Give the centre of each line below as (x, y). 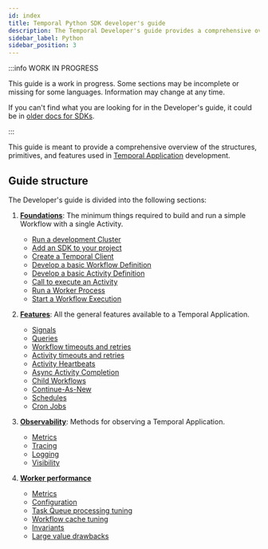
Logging (45, 454)
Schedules (49, 397)
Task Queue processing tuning (82, 510)
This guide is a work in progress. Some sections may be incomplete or (124, 84)
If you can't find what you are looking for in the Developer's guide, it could (130, 108)
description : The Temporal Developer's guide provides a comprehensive (130, 30)
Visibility (45, 462)
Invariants (48, 527)
